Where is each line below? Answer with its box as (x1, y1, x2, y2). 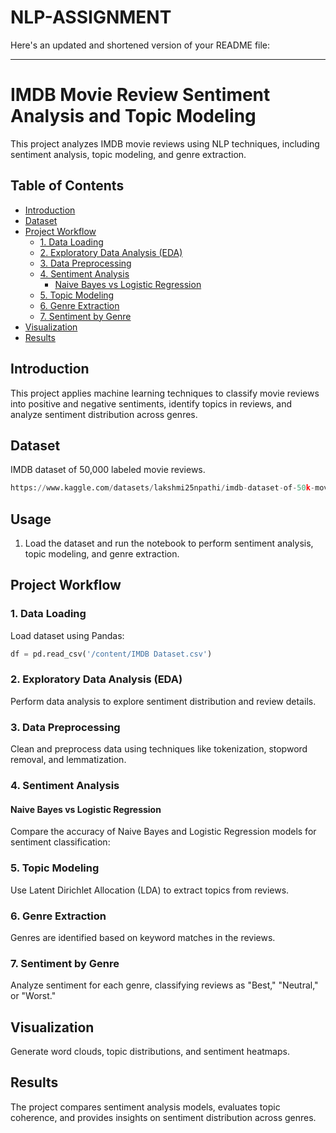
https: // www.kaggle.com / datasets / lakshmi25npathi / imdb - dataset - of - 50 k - (10, 483, 315, 493)
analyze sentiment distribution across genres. (10, 408, 198, 420)
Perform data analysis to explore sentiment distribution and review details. (10, 695, 317, 707)
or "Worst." (10, 990, 57, 1002)
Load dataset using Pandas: (10, 629, 125, 641)
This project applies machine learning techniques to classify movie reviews (10, 387, 320, 399)
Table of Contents (10, 177, 125, 195)
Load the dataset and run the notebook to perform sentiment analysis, (24, 537, 314, 549)
